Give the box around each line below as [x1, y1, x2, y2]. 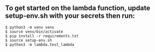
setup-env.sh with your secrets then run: [5, 12, 135, 20]
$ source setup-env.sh [5, 38, 52, 43]
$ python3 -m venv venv [5, 25, 55, 30]
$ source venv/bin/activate [5, 29, 64, 34]
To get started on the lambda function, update [5, 4, 151, 12]
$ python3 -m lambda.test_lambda [5, 42, 75, 47]
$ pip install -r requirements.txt [5, 33, 79, 39]
